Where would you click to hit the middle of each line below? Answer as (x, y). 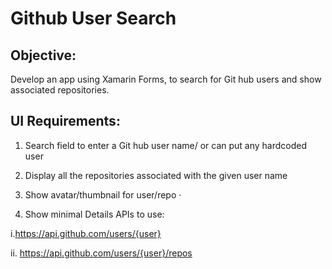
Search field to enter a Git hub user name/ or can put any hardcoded (166, 145)
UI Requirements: (65, 121)
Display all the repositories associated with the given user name (156, 175)
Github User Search (93, 18)
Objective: (43, 55)
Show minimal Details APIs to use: (94, 214)
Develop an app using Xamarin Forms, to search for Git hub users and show (166, 79)
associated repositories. (60, 90)
